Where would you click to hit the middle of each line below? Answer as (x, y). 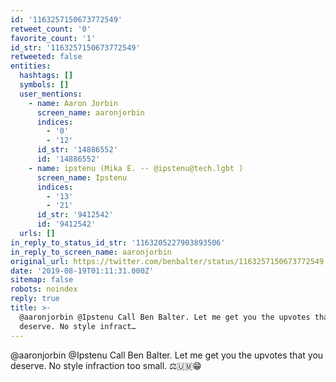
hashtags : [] (46, 76)
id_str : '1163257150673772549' (75, 47)
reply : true (35, 299)
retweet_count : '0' (51, 29)
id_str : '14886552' (77, 150)
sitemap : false (42, 280)
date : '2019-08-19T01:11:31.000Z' (82, 271)
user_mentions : (51, 94)
